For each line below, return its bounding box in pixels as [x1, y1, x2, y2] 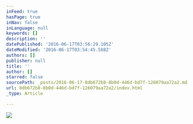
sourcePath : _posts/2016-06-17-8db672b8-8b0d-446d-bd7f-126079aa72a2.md [6, 80, 188, 86]
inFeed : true [6, 8, 38, 15]
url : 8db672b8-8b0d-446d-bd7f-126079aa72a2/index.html [6, 85, 143, 91]
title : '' [6, 63, 31, 69]
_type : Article [6, 91, 43, 96]
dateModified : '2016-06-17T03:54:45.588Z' [6, 47, 111, 53]
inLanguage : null [6, 25, 49, 31]
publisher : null [6, 58, 46, 63]
